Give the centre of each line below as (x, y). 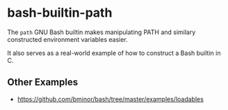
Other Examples (43, 82)
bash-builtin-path (60, 13)
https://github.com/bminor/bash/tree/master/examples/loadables (110, 99)
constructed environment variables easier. (68, 39)
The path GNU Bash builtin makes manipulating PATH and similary (101, 32)
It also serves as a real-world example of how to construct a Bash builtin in (114, 53)
